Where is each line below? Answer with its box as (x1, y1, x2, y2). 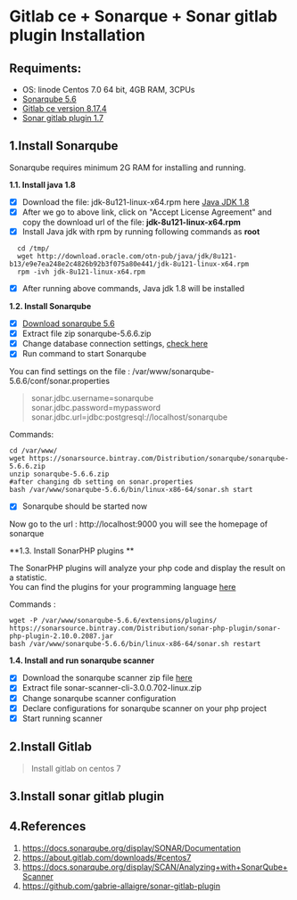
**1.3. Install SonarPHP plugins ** (9, 545, 135, 556)
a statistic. (9, 572, 47, 583)
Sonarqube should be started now (21, 501, 148, 511)
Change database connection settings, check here (21, 339, 208, 349)
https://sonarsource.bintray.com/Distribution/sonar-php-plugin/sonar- (9, 624, 281, 634)
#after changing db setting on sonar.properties (9, 478, 194, 487)
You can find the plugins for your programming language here (9, 582, 236, 593)
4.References (9, 819, 87, 834)
